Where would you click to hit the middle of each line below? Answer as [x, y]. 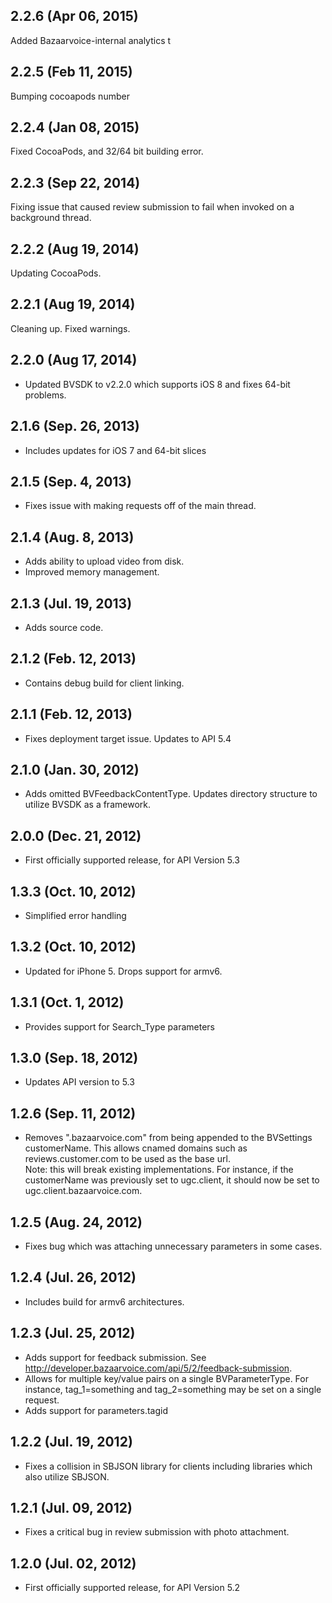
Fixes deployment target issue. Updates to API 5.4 [128, 738]
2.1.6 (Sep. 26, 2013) [75, 426]
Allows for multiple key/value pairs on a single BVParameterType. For [166, 1378]
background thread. [51, 218]
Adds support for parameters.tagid [96, 1410]
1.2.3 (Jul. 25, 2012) [73, 1333]
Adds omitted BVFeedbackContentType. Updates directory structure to [171, 794]
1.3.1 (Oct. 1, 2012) [67, 1002]
